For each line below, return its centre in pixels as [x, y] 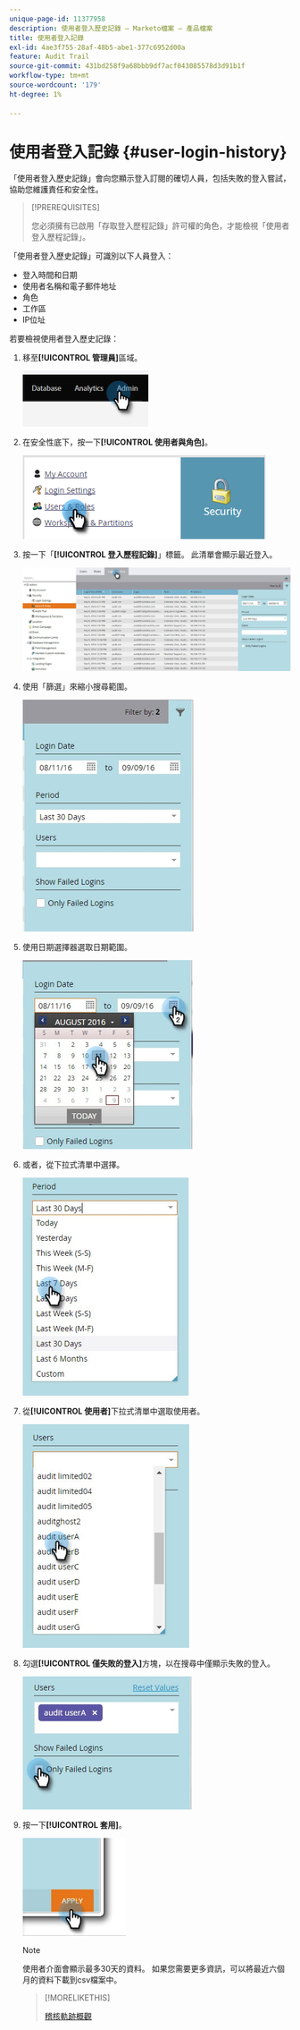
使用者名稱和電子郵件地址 [69, 286]
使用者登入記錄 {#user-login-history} [148, 152]
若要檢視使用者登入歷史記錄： [64, 339]
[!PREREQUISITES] [65, 208]
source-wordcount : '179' [55, 85]
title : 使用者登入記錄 [47, 38]
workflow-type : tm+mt [50, 76]
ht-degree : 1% [36, 94]
